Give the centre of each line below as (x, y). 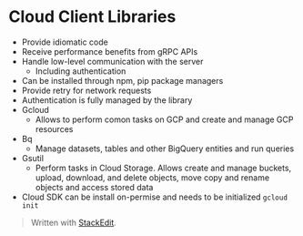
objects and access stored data (94, 187)
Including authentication (81, 71)
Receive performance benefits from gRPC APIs (110, 51)
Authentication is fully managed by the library (107, 100)
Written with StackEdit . (74, 222)
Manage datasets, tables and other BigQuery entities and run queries (165, 149)
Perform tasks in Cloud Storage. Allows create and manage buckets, (163, 168)
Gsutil (33, 158)
